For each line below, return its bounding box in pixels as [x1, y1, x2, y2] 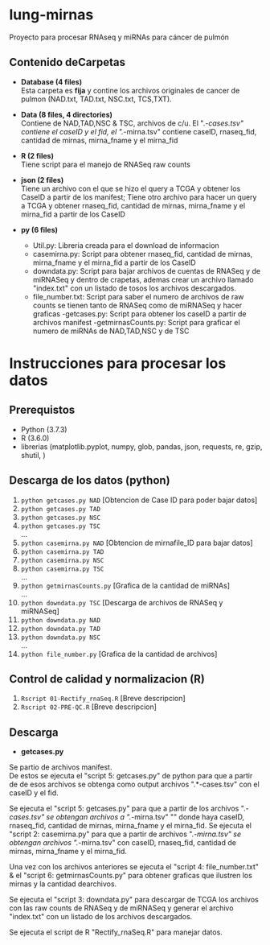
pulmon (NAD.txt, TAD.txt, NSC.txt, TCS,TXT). [20, 94, 172, 104]
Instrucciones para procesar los [9, 354, 227, 372]
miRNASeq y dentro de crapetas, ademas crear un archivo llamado [32, 274, 254, 284]
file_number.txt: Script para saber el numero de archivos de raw [32, 291, 244, 301]
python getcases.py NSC [20, 514, 101, 522]
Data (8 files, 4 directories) [20, 109, 113, 119]
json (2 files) [20, 175, 64, 184]
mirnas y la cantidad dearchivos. [9, 879, 117, 889]
